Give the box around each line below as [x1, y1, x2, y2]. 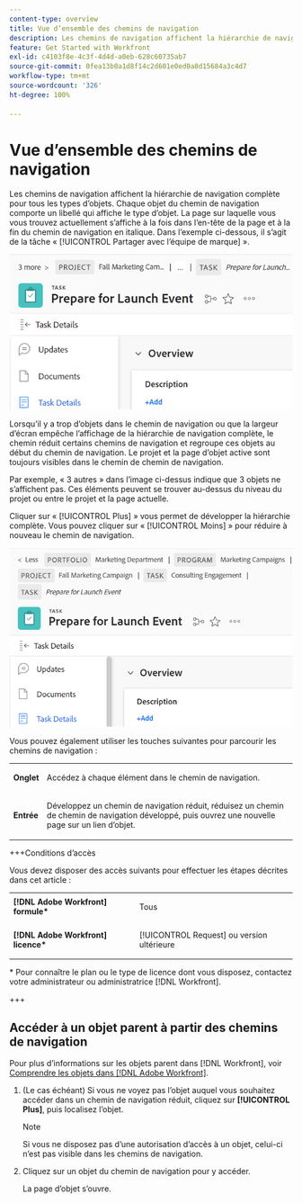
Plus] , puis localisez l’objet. [22, 1104, 124, 1115]
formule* [13, 906, 49, 917]
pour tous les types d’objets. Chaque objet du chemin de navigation [9, 198, 260, 209]
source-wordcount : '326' [9, 81, 102, 90]
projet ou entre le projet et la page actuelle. [9, 493, 169, 504]
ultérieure [138, 938, 175, 949]
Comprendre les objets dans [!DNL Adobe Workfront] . [9, 1067, 209, 1079]
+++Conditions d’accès [9, 847, 96, 858]
